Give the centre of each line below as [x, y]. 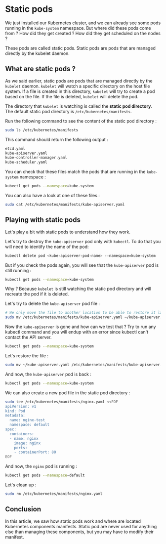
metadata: [15, 416]
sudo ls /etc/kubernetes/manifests [42, 130]
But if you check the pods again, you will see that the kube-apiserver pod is [82, 265]
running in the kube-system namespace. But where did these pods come [78, 28]
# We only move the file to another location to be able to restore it [80, 313]
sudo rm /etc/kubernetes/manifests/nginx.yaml [54, 494]
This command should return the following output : [57, 139]
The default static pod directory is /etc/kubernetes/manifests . [68, 111]
